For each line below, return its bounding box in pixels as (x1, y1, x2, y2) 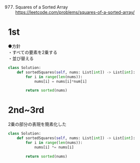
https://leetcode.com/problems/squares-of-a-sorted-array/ (15, 9, 135, 15)
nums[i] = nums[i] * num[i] (34, 79, 87, 84)
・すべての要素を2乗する (8, 49, 58, 55)
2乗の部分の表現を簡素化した (8, 121, 67, 127)
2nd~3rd (8, 105, 45, 116)
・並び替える (8, 55, 34, 61)
